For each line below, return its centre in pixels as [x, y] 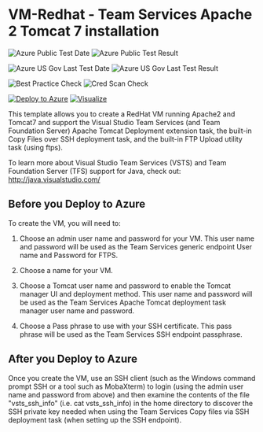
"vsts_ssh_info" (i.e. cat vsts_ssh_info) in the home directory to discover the [131, 403]
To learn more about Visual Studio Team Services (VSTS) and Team [117, 162]
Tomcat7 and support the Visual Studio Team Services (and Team [114, 122]
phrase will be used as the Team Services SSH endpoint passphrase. [131, 334]
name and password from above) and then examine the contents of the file [129, 394]
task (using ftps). [35, 147]
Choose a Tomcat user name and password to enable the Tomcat [125, 286]
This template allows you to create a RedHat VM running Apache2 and [122, 114]
